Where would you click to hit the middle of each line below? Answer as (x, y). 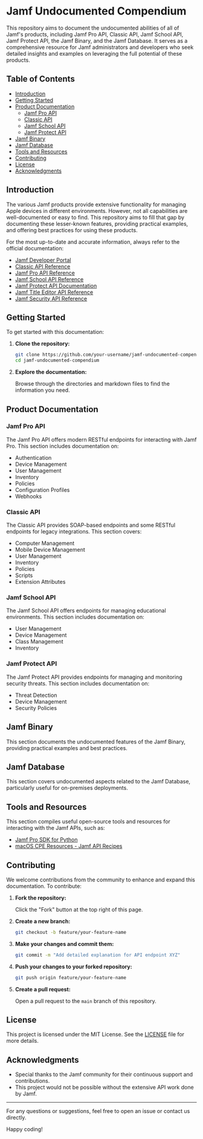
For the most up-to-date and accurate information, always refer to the (93, 242)
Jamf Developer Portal (43, 260)
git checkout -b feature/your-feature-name (71, 932)
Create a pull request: (43, 989)
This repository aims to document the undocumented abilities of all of (93, 28)
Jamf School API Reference (49, 279)
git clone (27, 355)
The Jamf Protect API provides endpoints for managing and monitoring (94, 677)
